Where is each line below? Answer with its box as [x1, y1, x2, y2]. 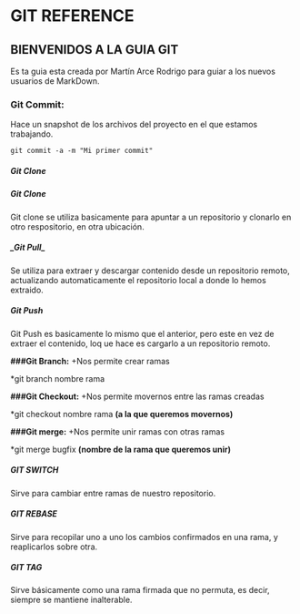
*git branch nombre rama [10, 373, 105, 384]
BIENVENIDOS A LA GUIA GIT [10, 42, 179, 57]
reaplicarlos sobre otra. [10, 541, 98, 552]
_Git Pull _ [10, 242, 46, 253]
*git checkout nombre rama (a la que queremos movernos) [10, 408, 234, 419]
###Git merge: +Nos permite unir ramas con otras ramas [10, 425, 225, 437]
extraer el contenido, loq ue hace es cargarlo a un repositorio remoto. [10, 338, 271, 349]
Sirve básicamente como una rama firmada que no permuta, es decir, [10, 585, 271, 596]
